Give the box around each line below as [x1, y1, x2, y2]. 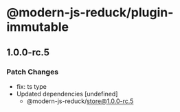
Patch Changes [6, 67, 59, 76]
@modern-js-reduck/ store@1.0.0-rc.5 [26, 97, 134, 105]
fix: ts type [16, 82, 47, 90]
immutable [6, 19, 69, 35]
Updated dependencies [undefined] [16, 89, 118, 98]
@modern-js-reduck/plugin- [6, 5, 174, 20]
